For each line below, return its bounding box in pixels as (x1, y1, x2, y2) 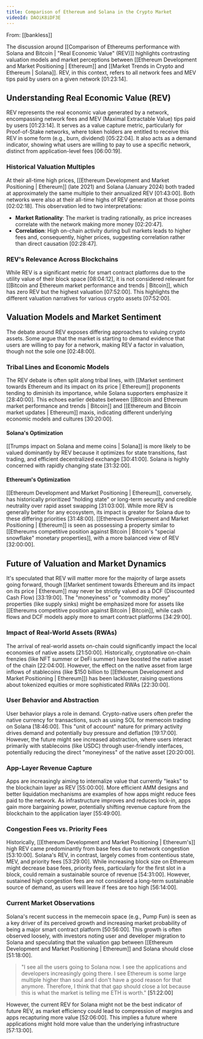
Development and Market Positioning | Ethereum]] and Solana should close (6, 945, 194, 952)
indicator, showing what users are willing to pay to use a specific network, (6, 141, 191, 149)
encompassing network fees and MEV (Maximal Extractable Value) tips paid (6, 115, 196, 123)
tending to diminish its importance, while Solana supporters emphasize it (6, 390, 188, 397)
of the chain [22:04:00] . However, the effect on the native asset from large (6, 662, 193, 669)
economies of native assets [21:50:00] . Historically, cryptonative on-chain (6, 649, 191, 656)
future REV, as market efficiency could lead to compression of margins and (6, 1007, 193, 1014)
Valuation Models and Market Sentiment (6, 312, 162, 322)
